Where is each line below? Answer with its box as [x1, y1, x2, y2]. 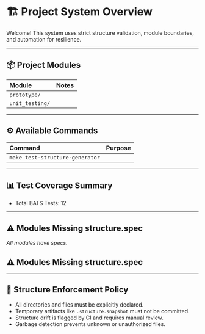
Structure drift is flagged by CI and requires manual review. [15, 314, 164, 321]
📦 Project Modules [6, 60, 81, 70]
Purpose [106, 143, 131, 152]
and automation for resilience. [6, 35, 82, 43]
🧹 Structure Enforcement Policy [6, 285, 129, 295]
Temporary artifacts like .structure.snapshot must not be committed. [15, 307, 190, 314]
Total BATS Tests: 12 [15, 200, 67, 207]
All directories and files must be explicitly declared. [15, 300, 144, 308]
